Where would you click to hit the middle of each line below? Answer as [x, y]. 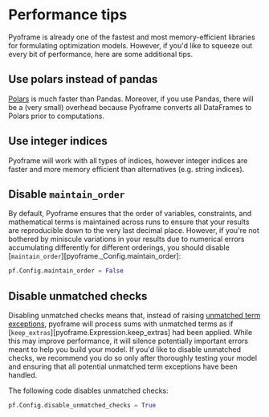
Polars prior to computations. [56, 116]
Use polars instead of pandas [83, 79]
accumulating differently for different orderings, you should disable [119, 247]
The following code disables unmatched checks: [88, 390]
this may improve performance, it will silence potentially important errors [128, 341]
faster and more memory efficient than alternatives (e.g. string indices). [126, 169]
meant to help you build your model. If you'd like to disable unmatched [124, 350]
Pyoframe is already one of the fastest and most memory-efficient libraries [132, 37]
